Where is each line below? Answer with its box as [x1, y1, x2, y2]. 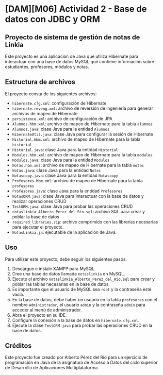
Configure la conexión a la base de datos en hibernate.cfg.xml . [12, 317, 140, 323]
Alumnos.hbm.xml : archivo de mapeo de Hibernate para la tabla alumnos [12, 120, 153, 127]
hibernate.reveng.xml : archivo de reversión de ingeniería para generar [12, 105, 154, 111]
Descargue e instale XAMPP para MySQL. [12, 266, 96, 272]
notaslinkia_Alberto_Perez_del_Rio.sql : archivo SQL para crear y [12, 208, 145, 214]
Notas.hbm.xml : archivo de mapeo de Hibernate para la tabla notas [12, 162, 144, 168]
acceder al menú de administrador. [12, 307, 82, 313]
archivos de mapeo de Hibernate [12, 110, 78, 116]
